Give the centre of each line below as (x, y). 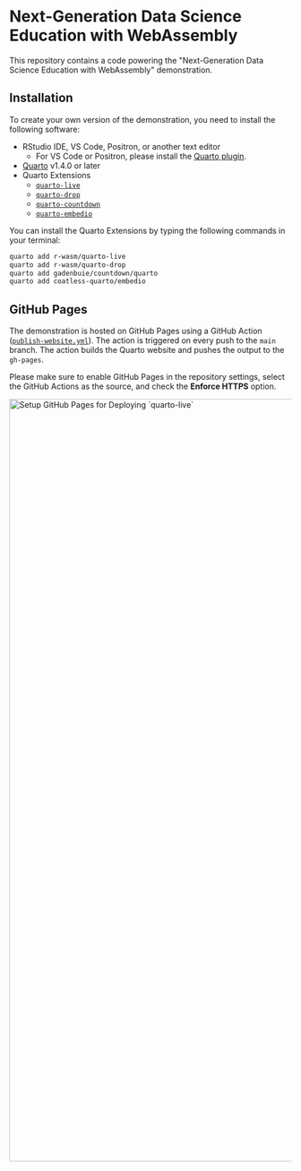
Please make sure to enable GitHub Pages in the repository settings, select (147, 377)
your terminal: (35, 240)
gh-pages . (27, 359)
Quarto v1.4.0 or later (61, 165)
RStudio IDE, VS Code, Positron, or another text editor (121, 146)
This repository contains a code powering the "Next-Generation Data (137, 60)
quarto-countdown (68, 204)
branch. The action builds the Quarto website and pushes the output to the (147, 350)
